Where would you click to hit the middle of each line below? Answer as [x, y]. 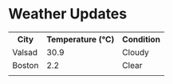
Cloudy [136, 52]
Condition [142, 39]
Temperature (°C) [81, 39]
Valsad [25, 52]
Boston [26, 65]
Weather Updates [68, 14]
